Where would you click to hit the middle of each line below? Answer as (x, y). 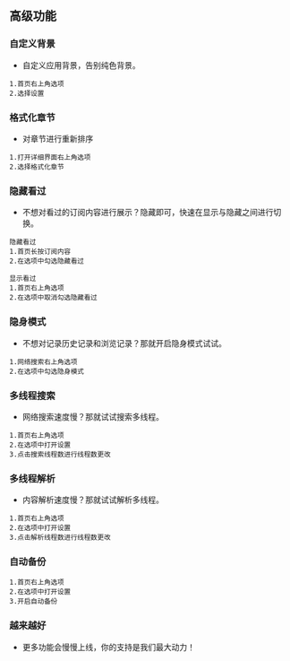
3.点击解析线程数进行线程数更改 (60, 538)
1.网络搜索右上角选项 (43, 361)
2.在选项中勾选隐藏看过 (47, 261)
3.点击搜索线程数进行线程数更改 (60, 454)
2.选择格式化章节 (37, 167)
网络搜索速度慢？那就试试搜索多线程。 (93, 416)
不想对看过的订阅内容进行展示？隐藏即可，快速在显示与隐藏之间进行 (148, 213)
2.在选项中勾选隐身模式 (47, 371)
